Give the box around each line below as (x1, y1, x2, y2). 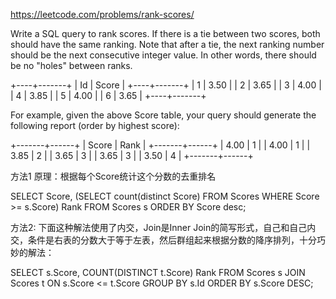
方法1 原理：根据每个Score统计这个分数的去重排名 (10, 170, 217, 182)
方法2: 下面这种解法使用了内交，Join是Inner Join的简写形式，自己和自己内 (10, 222, 317, 233)
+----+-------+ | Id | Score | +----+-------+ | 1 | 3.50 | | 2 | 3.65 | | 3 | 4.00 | (10, 79, 322, 91)
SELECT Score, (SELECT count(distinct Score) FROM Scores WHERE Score (10, 190, 320, 202)
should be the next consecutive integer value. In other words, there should (10, 49, 317, 61)
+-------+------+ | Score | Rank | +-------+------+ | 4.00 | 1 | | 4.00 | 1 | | (10, 139, 311, 151)
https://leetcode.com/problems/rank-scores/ (10, 9, 195, 20)
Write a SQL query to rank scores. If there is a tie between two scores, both (10, 28, 321, 39)
